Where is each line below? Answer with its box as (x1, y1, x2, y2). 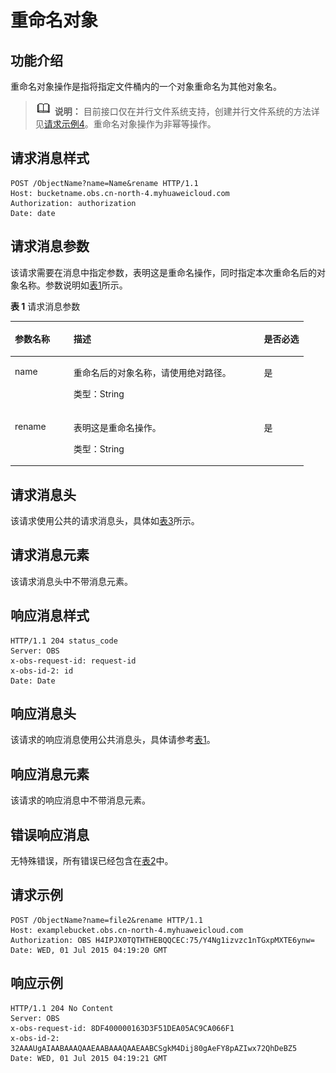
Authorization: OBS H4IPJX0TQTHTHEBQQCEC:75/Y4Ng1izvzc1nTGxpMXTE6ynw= (10, 935, 315, 945)
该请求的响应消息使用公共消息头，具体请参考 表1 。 (10, 734, 216, 746)
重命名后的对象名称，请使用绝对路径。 (73, 367, 232, 379)
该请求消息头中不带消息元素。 (10, 575, 133, 587)
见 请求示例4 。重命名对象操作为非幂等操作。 (34, 118, 217, 130)
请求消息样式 (10, 150, 90, 167)
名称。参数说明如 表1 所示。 (18, 279, 128, 291)
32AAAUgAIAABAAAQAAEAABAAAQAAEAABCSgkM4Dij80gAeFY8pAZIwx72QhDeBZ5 (10, 1043, 298, 1053)
